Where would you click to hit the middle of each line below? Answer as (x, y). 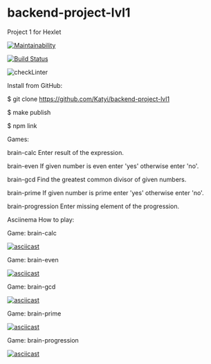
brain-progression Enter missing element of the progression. (93, 206)
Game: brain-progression (43, 340)
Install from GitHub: (35, 85)
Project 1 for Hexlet (34, 32)
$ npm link (22, 125)
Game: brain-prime (34, 313)
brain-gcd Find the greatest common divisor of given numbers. (97, 179)
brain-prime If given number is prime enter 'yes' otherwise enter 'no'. (105, 192)
